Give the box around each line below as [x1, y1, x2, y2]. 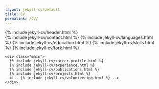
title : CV [5, 12, 25, 17]
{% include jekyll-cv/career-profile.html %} [9, 59, 104, 64]
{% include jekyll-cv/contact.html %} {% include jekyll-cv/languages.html [5, 35, 153, 40]
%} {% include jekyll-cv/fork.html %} [5, 45, 80, 51]
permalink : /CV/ [5, 16, 38, 21]
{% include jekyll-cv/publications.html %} [9, 67, 99, 72]
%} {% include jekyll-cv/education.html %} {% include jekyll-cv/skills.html [5, 40, 154, 46]
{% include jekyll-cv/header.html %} [5, 30, 78, 36]
